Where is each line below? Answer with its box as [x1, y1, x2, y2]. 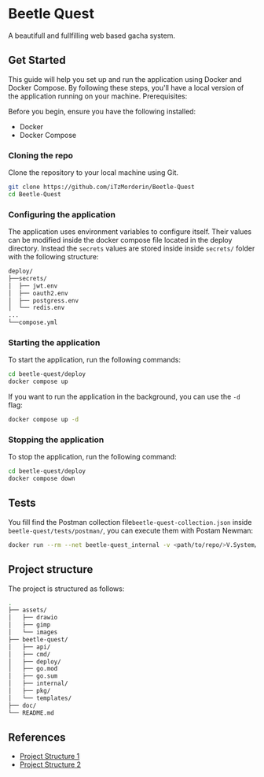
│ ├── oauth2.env [8, 289, 68, 297]
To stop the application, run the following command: [8, 452, 177, 462]
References [8, 731, 66, 744]
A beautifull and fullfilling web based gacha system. [8, 31, 175, 40]
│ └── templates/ [8, 694, 72, 702]
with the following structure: [8, 252, 99, 262]
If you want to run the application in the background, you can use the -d [8, 392, 241, 402]
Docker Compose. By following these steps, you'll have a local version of [8, 83, 244, 92]
